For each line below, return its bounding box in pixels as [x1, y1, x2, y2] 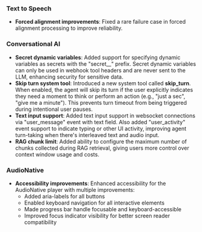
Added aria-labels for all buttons [24, 192, 105, 200]
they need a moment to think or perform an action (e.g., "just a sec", [15, 93, 186, 100]
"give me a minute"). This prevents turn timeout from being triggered [15, 99, 187, 106]
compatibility [24, 218, 57, 226]
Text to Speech [6, 4, 52, 13]
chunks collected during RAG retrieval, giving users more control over [15, 144, 189, 152]
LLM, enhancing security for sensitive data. [15, 73, 124, 80]
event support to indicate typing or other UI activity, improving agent [15, 125, 187, 132]
